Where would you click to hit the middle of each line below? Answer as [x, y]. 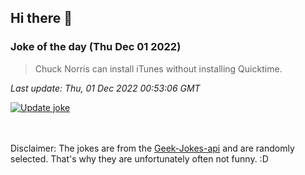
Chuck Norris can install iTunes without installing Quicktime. [158, 68]
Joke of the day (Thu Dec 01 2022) [96, 47]
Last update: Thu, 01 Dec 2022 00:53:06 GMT [105, 88]
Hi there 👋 [41, 18]
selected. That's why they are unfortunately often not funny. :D [139, 158]
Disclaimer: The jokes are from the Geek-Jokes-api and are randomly [152, 148]
